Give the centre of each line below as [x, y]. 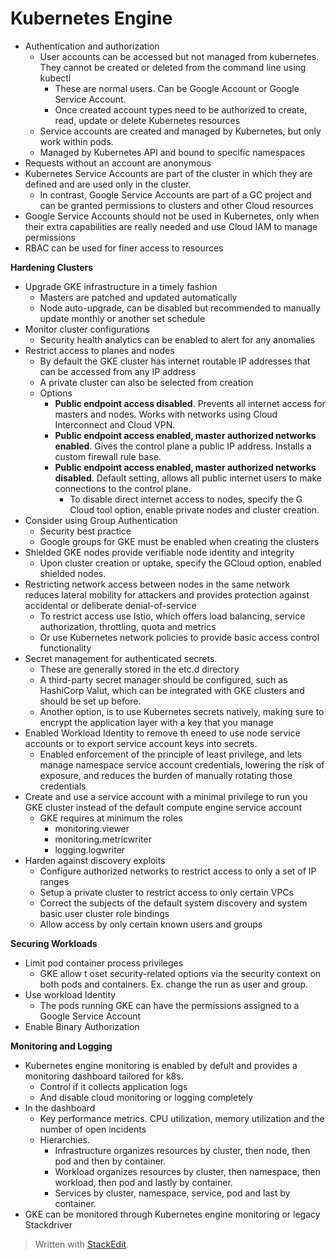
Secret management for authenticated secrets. [121, 658]
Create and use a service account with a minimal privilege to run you [166, 796]
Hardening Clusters [52, 267]
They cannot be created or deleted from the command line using [173, 67]
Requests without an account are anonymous [118, 163]
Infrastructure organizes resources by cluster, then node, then [182, 1150]
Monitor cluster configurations [87, 329]
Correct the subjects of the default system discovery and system [173, 903]
